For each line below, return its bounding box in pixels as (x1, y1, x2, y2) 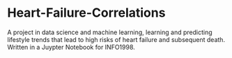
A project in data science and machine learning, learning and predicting (7, 28, 212, 36)
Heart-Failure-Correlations (7, 5, 166, 21)
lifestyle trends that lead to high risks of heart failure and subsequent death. (7, 35, 225, 43)
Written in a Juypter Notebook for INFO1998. (7, 43, 136, 51)
